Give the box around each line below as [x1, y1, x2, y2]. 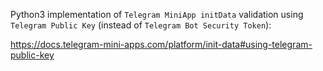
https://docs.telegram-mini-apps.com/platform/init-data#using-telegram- [10, 39, 313, 50]
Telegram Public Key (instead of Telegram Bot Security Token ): [10, 19, 272, 31]
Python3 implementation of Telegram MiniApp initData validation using [10, 9, 304, 20]
